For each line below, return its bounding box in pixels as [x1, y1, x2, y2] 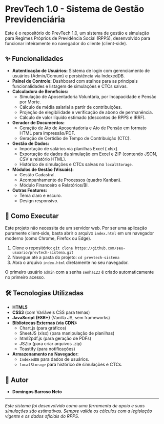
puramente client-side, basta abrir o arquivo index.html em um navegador [5, 230, 154, 236]
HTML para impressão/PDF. [19, 130, 76, 136]
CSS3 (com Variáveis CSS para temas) [12, 309, 90, 315]
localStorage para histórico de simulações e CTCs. [19, 361, 123, 368]
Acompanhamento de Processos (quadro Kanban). [19, 177, 122, 183]
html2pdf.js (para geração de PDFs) [19, 335, 92, 341]
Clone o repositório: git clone [12, 245, 73, 251]
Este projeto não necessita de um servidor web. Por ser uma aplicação [5, 225, 147, 231]
